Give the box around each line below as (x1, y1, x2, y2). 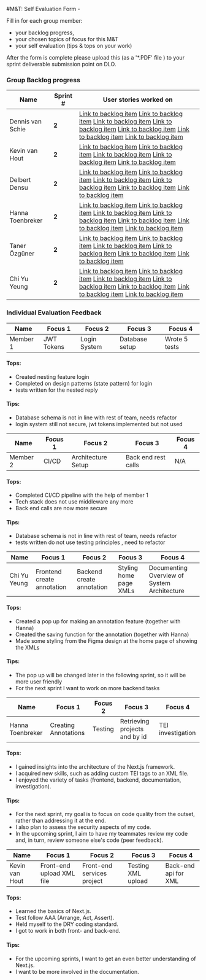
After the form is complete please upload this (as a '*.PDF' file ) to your (6, 54, 185, 61)
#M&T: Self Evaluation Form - (6, 6, 81, 12)
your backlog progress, (15, 29, 75, 36)
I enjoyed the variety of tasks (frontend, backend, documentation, (15, 776, 181, 784)
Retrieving (120, 717, 150, 725)
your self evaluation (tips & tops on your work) (15, 42, 132, 49)
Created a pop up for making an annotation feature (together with (15, 617, 181, 625)
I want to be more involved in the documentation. (15, 968, 139, 975)
